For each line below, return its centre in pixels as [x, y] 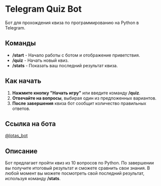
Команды [21, 43]
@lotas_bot [16, 135]
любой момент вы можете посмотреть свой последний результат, [75, 173]
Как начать [23, 81]
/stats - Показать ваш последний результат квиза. [65, 65]
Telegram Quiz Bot [43, 9]
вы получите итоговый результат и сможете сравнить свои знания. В [78, 168]
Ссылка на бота [31, 124]
